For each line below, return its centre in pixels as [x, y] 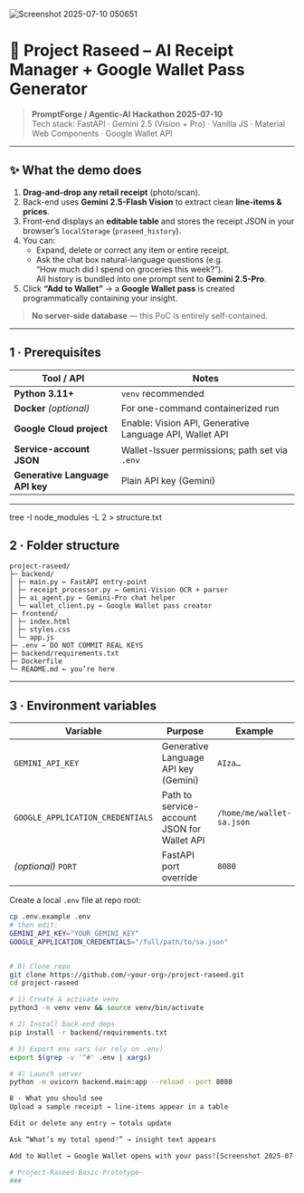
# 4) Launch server [46, 1073]
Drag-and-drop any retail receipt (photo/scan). [111, 192]
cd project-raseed [44, 983]
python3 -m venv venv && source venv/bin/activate [107, 1008]
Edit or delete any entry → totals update [90, 1123]
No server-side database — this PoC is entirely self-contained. [150, 315]
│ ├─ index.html [40, 622]
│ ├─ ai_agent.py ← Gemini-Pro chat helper [93, 598]
